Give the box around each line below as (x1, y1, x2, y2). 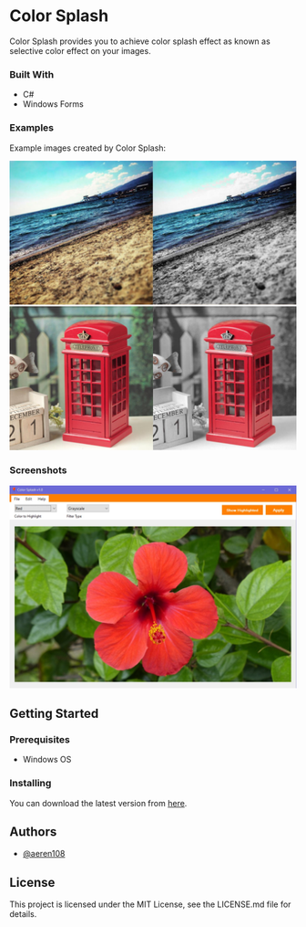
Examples (9, 121, 55, 134)
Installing (9, 777, 52, 790)
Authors (9, 824, 57, 840)
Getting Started (9, 706, 99, 722)
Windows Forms (22, 99, 84, 110)
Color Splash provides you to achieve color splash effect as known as (9, 36, 270, 47)
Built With (9, 68, 55, 80)
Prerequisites (9, 733, 70, 745)
